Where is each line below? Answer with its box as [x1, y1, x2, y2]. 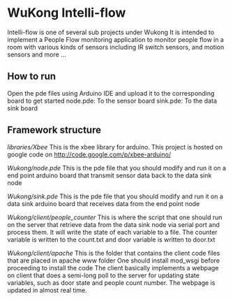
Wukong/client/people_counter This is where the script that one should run [7, 213, 223, 221]
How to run [7, 71, 57, 82]
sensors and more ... [7, 50, 66, 59]
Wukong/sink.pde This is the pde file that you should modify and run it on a [7, 192, 223, 200]
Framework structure [7, 124, 101, 136]
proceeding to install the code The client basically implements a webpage [7, 263, 219, 272]
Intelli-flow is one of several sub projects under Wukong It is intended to [7, 28, 215, 36]
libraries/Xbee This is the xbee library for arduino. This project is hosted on [7, 142, 223, 151]
